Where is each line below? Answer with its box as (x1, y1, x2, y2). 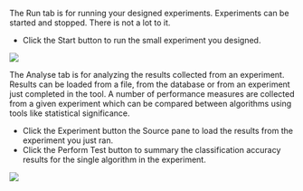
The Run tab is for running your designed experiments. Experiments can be (9, 8, 289, 18)
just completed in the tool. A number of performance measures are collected (9, 89, 295, 99)
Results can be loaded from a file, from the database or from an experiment (9, 79, 291, 90)
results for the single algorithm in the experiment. (22, 154, 206, 165)
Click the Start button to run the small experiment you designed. (22, 35, 261, 45)
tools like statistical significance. (9, 108, 130, 119)
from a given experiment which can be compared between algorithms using (9, 99, 292, 109)
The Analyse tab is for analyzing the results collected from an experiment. (9, 70, 285, 80)
